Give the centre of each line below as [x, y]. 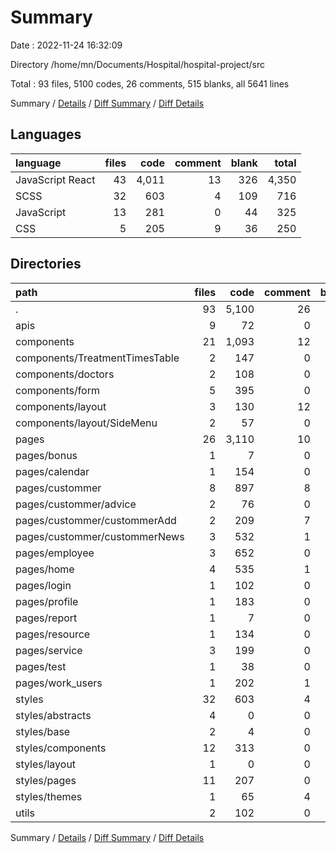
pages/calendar [52, 471]
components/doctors [65, 374]
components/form [57, 390]
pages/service [49, 650]
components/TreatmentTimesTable [97, 358]
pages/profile [47, 601]
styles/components [61, 748]
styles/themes [49, 796]
